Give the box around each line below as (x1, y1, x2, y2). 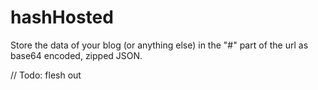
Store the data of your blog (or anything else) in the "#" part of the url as (10, 39, 309, 51)
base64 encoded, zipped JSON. (10, 49, 143, 61)
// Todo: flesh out (10, 69, 82, 81)
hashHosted (10, 6, 114, 29)
